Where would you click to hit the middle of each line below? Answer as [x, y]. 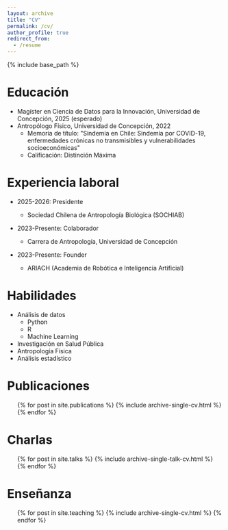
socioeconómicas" [53, 147]
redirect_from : [29, 39]
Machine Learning [53, 336]
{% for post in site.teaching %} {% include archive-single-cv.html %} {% [119, 513]
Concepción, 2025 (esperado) [60, 118]
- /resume [27, 45]
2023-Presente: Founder [52, 255]
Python [37, 322]
